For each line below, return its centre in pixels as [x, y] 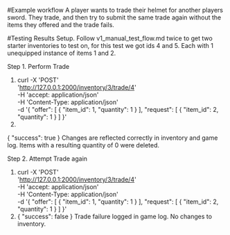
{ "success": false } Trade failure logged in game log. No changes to [115, 216]
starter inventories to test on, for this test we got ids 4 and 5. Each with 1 [110, 46]
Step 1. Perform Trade [38, 66]
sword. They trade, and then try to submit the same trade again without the [114, 17]
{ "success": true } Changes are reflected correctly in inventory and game [113, 138]
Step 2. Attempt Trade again [47, 159]
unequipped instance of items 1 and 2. [62, 53]
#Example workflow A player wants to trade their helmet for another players [115, 10]
